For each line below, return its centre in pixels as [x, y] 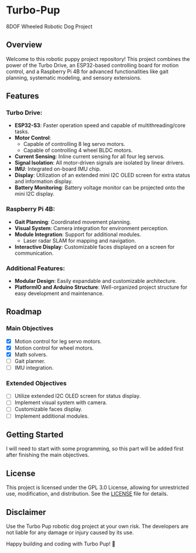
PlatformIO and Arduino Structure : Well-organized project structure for [101, 287]
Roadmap [24, 312]
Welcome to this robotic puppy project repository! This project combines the [98, 59]
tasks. [22, 132]
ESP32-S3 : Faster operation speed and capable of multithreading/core [100, 125]
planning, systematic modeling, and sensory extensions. [74, 77]
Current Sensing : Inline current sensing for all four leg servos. [90, 156]
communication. [34, 253]
